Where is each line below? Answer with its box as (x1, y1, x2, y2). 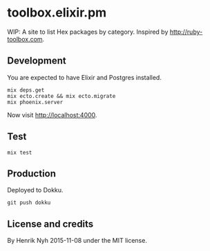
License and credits (7, 218, 94, 230)
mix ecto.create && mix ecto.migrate (7, 92, 116, 99)
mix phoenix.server (7, 99, 64, 106)
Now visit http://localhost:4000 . (7, 110, 97, 119)
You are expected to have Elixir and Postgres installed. (7, 73, 162, 81)
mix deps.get (7, 86, 45, 94)
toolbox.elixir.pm (7, 5, 107, 21)
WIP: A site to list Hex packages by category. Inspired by (7, 28, 169, 36)
